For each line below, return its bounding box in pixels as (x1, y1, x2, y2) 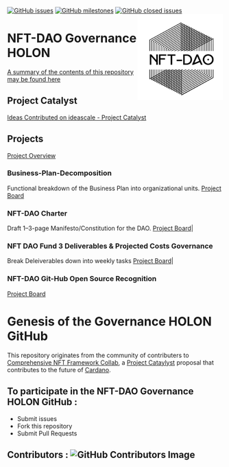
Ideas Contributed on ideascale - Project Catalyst (7, 113, 147, 122)
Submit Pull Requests (16, 429, 77, 437)
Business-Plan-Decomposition (7, 168, 112, 178)
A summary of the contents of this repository (7, 67, 134, 76)
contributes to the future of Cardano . (7, 365, 111, 374)
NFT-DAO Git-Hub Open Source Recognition (7, 274, 157, 284)
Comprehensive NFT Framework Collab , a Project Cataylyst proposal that (7, 358, 214, 367)
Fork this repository (16, 422, 73, 430)
